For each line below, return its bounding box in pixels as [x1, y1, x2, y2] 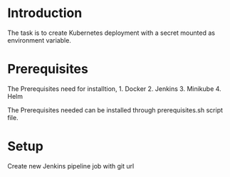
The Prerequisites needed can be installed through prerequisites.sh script [7, 105, 223, 114]
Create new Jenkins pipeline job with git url [7, 161, 135, 170]
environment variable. [7, 36, 71, 44]
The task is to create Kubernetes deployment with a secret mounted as [7, 28, 216, 37]
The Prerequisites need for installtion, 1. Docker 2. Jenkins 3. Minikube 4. [7, 84, 222, 93]
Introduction [7, 5, 83, 21]
